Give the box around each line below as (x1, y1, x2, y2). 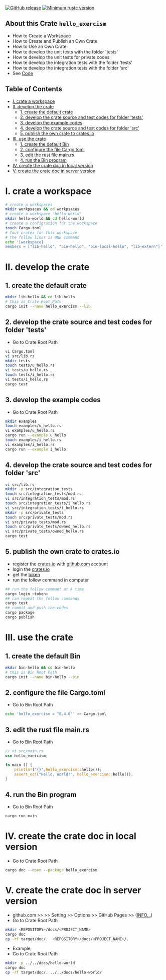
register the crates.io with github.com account (12, 561, 108, 567)
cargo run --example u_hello (5, 433, 66, 438)
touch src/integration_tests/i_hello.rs (5, 501, 91, 506)
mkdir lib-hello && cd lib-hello (5, 295, 75, 300)
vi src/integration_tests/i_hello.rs (5, 505, 84, 510)
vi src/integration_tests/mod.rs (5, 496, 75, 501)
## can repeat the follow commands (5, 596, 80, 601)
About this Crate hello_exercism (5, 19, 107, 28)
